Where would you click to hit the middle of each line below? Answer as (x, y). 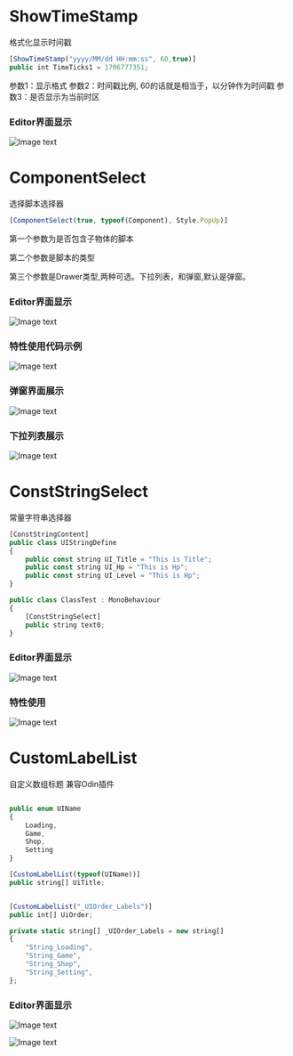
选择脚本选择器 (36, 203)
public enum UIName (45, 808)
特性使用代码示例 (46, 346)
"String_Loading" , (59, 947)
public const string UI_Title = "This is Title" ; (119, 559)
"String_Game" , (53, 956)
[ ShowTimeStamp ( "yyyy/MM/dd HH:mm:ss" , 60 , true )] (103, 59)
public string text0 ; (65, 625)
